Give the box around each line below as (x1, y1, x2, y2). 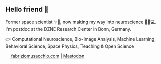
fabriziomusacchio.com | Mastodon (11, 53, 85, 59)
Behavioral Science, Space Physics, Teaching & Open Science (5, 43, 134, 49)
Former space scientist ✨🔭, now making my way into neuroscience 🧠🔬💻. (5, 19, 157, 25)
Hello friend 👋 (5, 5, 49, 14)
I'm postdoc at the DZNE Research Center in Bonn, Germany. (5, 26, 132, 32)
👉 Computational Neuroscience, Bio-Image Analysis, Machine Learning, (5, 36, 156, 42)
